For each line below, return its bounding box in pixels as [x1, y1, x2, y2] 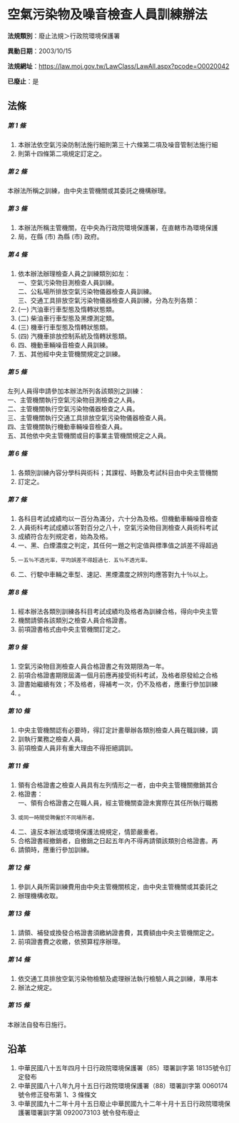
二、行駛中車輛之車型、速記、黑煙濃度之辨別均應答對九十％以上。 [17, 570, 212, 579]
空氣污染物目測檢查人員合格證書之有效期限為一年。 [17, 662, 168, 671]
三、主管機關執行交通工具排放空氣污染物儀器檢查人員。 [7, 413, 170, 422]
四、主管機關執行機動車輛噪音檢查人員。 [7, 423, 126, 431]
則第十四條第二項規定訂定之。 [17, 149, 106, 158]
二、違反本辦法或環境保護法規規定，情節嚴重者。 [17, 827, 162, 836]
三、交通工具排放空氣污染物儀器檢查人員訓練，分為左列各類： [17, 296, 200, 305]
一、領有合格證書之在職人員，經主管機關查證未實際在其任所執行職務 [17, 798, 218, 807]
